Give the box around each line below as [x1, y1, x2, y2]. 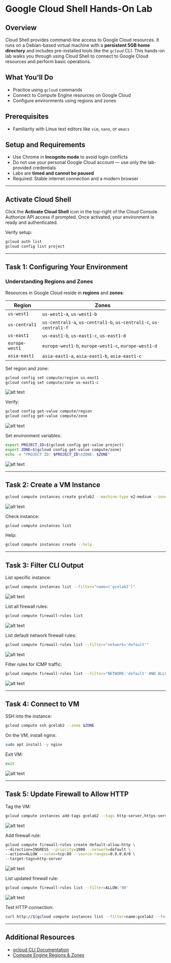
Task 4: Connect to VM [5, 699, 80, 708]
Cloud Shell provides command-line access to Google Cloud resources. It [5, 37, 159, 43]
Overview [5, 23, 37, 32]
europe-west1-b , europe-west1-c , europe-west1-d [42, 342, 157, 349]
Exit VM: [5, 751, 23, 757]
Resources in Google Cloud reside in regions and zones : [5, 290, 124, 296]
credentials [33, 165, 56, 171]
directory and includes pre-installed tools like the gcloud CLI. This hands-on [5, 48, 165, 53]
